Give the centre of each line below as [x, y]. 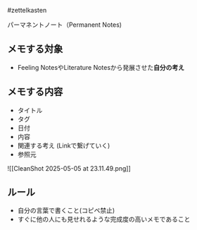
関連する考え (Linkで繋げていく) [64, 145]
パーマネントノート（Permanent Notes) [64, 25]
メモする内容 [35, 92]
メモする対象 [35, 49]
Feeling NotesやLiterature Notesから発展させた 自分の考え [101, 67]
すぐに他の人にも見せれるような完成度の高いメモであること [104, 219]
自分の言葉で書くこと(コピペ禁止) [66, 210]
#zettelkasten [27, 10]
